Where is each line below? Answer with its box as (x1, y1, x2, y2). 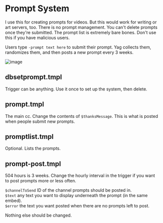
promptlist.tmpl (5, 133, 54, 141)
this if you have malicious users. (5, 35, 70, 41)
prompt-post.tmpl (5, 159, 61, 168)
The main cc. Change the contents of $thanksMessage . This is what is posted (5, 113, 158, 119)
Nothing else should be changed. (5, 212, 72, 218)
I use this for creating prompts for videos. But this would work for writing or (5, 19, 157, 25)
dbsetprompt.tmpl (5, 73, 62, 81)
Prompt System (5, 3, 70, 14)
